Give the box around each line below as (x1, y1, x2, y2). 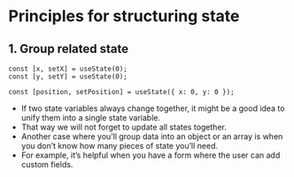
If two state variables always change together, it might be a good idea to (20, 103, 285, 114)
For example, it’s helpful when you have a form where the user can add (20, 150, 281, 160)
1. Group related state (8, 41, 129, 56)
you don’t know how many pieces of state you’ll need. (20, 141, 219, 151)
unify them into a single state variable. (20, 113, 161, 122)
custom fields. (20, 159, 73, 169)
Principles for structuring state (8, 6, 240, 26)
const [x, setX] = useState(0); (8, 64, 128, 73)
